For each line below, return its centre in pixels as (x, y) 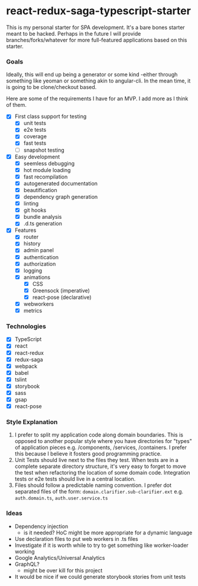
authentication (41, 257)
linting (31, 203)
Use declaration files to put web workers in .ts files (77, 539)
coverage (35, 136)
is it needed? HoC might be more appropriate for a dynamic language (108, 533)
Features (25, 230)
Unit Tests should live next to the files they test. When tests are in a (96, 460)
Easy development (37, 157)
